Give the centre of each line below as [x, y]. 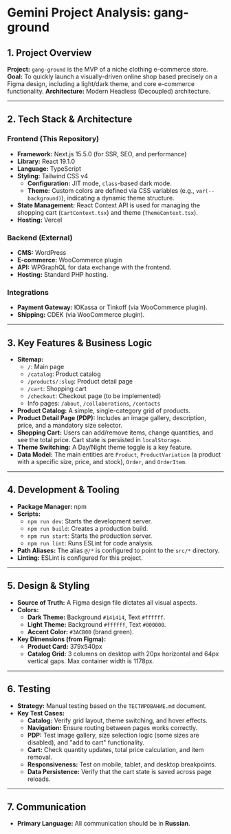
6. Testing [29, 689]
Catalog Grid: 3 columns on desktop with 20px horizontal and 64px [123, 654]
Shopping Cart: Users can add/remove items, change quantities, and [115, 432]
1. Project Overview [49, 53]
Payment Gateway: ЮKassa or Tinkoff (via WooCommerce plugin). [112, 307]
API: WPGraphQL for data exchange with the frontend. [94, 267]
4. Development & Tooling [64, 490]
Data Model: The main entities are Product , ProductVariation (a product [119, 455]
